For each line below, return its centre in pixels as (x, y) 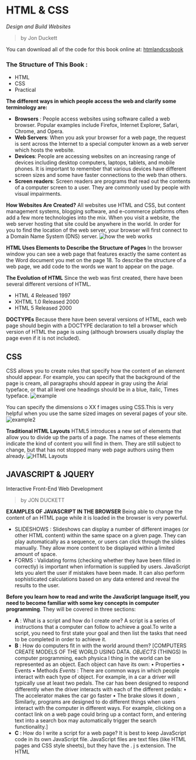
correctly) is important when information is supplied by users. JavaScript (102, 566)
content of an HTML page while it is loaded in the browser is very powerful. (97, 517)
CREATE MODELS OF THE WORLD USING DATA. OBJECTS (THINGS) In (101, 652)
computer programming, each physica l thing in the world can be (93, 658)
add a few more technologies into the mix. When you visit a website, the (93, 217)
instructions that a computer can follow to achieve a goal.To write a (95, 627)
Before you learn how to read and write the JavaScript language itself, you (98, 597)
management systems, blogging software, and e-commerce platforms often (97, 212)
